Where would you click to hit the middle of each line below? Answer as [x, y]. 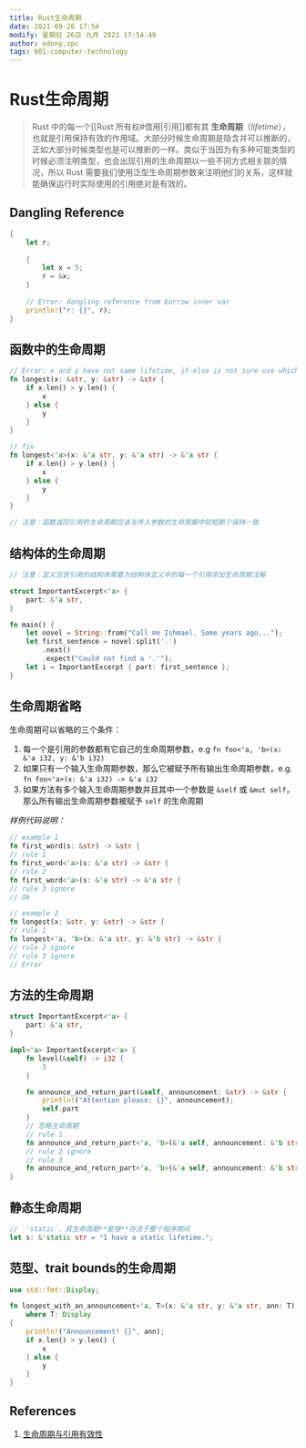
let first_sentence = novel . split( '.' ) [102, 642]
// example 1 [34, 838]
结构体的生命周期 [57, 553]
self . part [61, 1109]
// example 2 [34, 914]
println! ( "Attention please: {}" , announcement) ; [138, 1101]
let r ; [38, 243]
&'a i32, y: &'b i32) [63, 759]
